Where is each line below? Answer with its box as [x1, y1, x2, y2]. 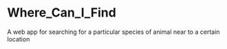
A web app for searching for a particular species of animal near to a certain [7, 28, 220, 36]
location [7, 35, 30, 43]
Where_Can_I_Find [7, 5, 117, 21]
